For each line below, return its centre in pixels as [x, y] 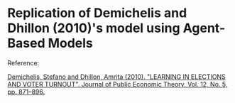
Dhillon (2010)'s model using [94, 28]
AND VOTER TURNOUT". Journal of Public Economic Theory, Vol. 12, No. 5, [117, 84]
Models [71, 43]
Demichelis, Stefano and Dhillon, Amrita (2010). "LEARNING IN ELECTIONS [116, 77]
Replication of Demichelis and [97, 13]
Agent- [204, 28]
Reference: [23, 63]
